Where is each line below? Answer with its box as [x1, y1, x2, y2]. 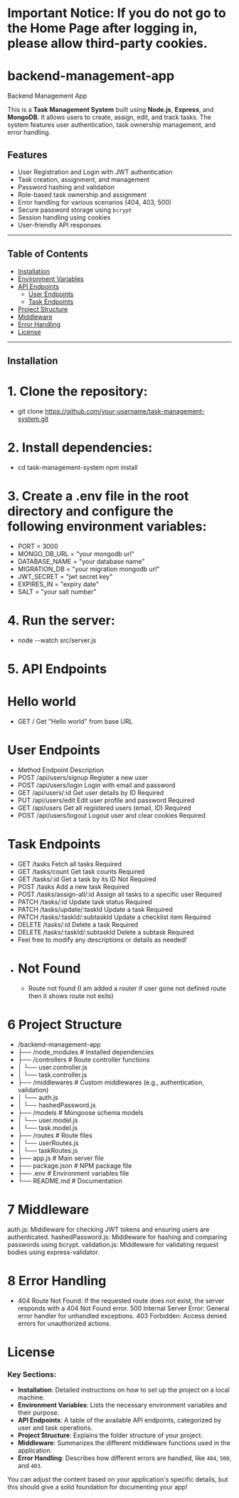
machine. [17, 1393, 46, 1402]
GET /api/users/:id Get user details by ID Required [17, 788, 164, 796]
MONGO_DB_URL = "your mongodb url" [17, 549, 135, 558]
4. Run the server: [7, 612, 115, 629]
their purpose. [17, 1408, 60, 1417]
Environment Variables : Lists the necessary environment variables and [17, 1401, 227, 1410]
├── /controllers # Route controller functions [17, 1055, 151, 1064]
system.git [17, 415, 48, 424]
